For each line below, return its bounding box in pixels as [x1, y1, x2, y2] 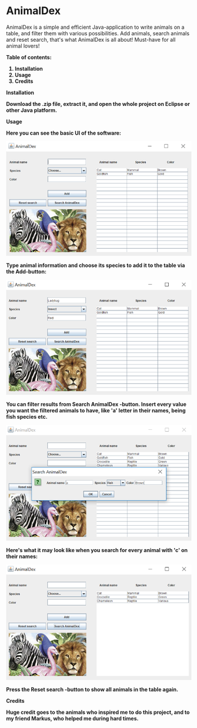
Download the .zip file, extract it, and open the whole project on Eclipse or [6, 100, 190, 107]
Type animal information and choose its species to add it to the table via [6, 262, 185, 269]
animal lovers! [6, 42, 40, 49]
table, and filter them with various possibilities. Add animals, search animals [6, 29, 190, 36]
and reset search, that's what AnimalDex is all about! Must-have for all [6, 36, 176, 43]
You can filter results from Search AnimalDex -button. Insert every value [6, 401, 187, 408]
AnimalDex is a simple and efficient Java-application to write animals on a [6, 24, 185, 31]
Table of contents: [6, 54, 52, 61]
